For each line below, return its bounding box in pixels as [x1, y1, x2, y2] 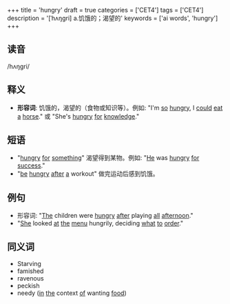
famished [17, 267, 44, 275]
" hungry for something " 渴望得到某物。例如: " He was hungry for [17, 154, 200, 162]
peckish [17, 282, 40, 290]
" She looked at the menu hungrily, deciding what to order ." [17, 219, 184, 227]
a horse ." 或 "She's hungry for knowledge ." [17, 112, 140, 120]
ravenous [17, 274, 44, 283]
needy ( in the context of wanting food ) [17, 289, 127, 297]
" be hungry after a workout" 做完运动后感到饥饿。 [17, 170, 160, 178]
